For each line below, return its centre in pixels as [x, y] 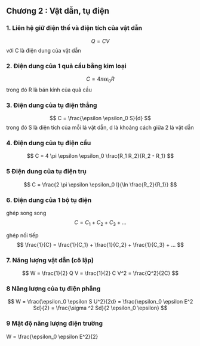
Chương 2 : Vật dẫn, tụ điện [58, 11]
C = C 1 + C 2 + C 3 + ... [100, 223]
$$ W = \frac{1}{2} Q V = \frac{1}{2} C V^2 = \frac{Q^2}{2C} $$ [100, 273]
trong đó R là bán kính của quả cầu [49, 90]
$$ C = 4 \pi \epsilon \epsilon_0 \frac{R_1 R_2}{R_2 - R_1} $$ [100, 156]
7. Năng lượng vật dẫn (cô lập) [50, 260]
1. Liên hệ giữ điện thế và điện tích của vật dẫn [74, 28]
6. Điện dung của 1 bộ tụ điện [49, 200]
